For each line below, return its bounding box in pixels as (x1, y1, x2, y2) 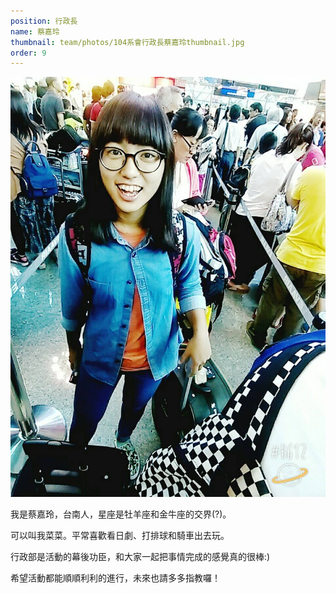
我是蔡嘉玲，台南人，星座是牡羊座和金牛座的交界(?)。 (10, 508, 232, 520)
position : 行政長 (10, 16, 78, 26)
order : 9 (10, 48, 47, 58)
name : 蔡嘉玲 (10, 26, 60, 37)
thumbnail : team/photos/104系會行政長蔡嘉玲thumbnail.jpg (10, 37, 245, 47)
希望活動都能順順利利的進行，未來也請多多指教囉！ (10, 572, 221, 584)
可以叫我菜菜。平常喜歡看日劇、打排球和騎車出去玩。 (10, 530, 230, 542)
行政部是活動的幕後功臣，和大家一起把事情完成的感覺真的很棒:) (10, 551, 271, 563)
